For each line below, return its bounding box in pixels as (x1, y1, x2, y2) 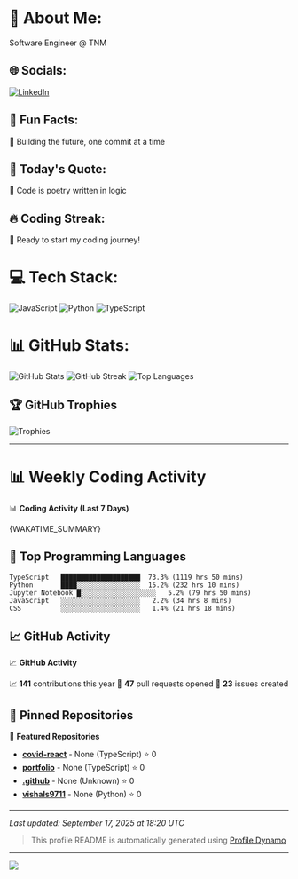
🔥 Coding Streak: (9, 210, 106, 226)
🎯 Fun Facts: (9, 113, 79, 128)
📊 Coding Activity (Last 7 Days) (9, 503, 129, 513)
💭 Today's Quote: (9, 162, 106, 177)
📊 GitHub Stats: (9, 336, 130, 356)
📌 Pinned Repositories (9, 708, 134, 723)
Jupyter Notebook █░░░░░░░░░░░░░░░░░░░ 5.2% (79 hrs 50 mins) (9, 588, 252, 598)
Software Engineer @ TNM (9, 37, 107, 48)
